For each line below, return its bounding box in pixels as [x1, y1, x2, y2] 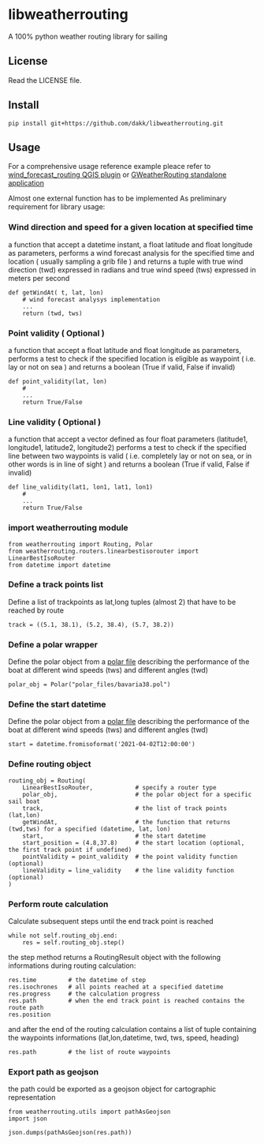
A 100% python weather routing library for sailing [8, 32, 168, 41]
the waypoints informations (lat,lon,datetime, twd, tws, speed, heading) [8, 1033, 240, 1043]
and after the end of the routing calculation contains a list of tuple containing [8, 1025, 257, 1034]
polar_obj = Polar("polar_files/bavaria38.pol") [8, 681, 171, 688]
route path [8, 1004, 44, 1012]
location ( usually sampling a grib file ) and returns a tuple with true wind [8, 257, 244, 266]
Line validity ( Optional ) [8, 416, 101, 427]
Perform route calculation [8, 898, 109, 910]
